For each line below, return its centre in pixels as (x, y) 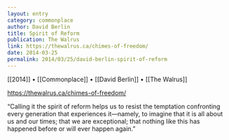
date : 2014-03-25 (33, 53)
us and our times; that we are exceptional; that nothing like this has (104, 121)
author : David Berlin (39, 27)
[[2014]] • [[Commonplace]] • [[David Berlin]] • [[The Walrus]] (97, 79)
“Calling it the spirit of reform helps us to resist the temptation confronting (114, 106)
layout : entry (28, 14)
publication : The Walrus (43, 40)
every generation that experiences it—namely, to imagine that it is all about (115, 113)
